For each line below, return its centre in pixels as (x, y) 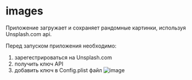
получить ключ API (39, 64)
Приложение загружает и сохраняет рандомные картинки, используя (96, 28)
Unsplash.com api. (29, 34)
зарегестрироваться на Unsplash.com (63, 57)
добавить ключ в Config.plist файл (58, 70)
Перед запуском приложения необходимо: (61, 46)
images (24, 11)
